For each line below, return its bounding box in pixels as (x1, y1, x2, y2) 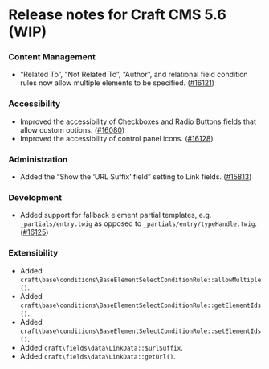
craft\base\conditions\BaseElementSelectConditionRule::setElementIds (19, 327, 262, 335)
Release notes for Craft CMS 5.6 (8, 6, 226, 24)
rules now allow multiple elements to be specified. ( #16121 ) (19, 78, 215, 88)
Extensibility (8, 248, 59, 259)
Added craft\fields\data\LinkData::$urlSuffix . (19, 342, 183, 352)
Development (8, 192, 63, 203)
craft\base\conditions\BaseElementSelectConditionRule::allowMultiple (19, 276, 262, 284)
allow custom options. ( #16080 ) (19, 125, 125, 134)
